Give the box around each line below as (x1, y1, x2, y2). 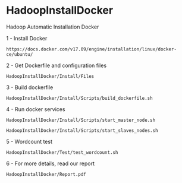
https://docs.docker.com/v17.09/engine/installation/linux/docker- (6, 46, 177, 52)
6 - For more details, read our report (6, 160, 95, 167)
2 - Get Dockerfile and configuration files (6, 62, 107, 69)
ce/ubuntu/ (6, 51, 33, 57)
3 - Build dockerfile (6, 84, 54, 91)
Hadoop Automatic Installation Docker (6, 23, 99, 30)
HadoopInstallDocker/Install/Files (6, 73, 95, 79)
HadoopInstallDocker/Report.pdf (6, 171, 86, 177)
